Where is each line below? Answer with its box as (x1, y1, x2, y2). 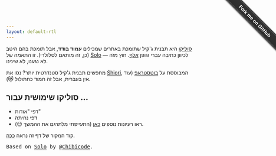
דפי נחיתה (14, 114, 37, 121)
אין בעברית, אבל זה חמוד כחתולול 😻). (6, 75, 91, 82)
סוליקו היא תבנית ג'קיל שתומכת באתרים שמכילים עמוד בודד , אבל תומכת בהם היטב (6, 45, 192, 52)
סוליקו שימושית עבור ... (6, 92, 88, 103)
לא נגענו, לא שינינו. (6, 57, 48, 64)
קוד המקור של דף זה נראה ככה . (6, 132, 75, 139)
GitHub (256, 22, 273, 39)
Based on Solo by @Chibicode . (6, 144, 94, 150)
